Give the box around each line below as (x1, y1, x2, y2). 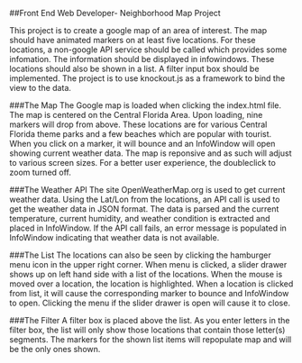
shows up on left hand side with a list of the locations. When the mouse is (9, 269, 283, 279)
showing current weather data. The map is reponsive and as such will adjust (9, 148, 292, 159)
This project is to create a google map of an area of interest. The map (9, 25, 268, 35)
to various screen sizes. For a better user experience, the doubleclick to (9, 158, 277, 168)
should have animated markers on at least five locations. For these (9, 35, 256, 45)
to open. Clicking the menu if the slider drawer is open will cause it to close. (9, 297, 291, 308)
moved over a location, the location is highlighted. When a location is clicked (9, 278, 294, 289)
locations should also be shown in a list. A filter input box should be (9, 63, 260, 74)
